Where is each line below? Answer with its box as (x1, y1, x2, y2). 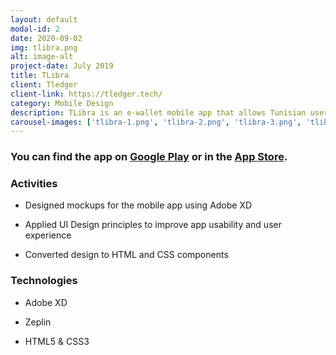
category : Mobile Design (10, 98, 114, 108)
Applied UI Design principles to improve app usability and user (24, 219, 282, 231)
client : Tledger (10, 80, 78, 90)
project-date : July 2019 (10, 61, 114, 71)
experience (24, 229, 72, 241)
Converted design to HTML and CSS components (24, 249, 229, 261)
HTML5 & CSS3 (24, 335, 90, 347)
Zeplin (24, 316, 52, 328)
